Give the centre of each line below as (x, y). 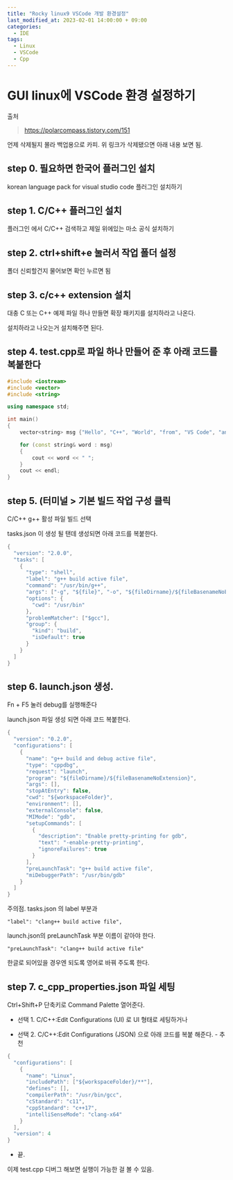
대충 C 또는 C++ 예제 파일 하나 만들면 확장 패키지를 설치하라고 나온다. (102, 313)
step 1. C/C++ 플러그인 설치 (64, 211)
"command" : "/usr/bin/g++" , (66, 585)
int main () (23, 419)
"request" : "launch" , (57, 771)
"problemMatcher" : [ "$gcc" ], (68, 618)
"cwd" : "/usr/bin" (59, 605)
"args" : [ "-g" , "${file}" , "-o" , (74, 592)
